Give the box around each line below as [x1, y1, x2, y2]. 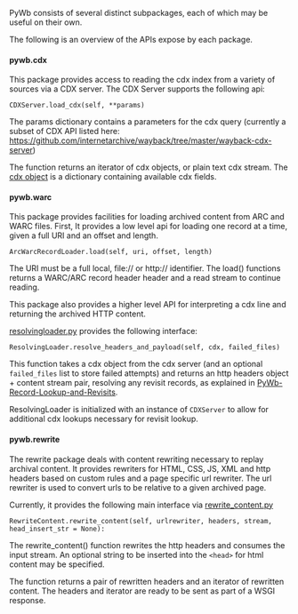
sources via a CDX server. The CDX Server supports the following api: [9, 84, 265, 94]
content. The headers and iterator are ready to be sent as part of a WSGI [9, 586, 276, 596]
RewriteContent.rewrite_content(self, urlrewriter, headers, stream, [9, 516, 273, 525]
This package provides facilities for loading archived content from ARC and [9, 211, 285, 222]
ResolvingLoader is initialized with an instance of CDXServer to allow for [9, 404, 270, 415]
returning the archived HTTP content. [9, 308, 147, 319]
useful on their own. [9, 17, 83, 28]
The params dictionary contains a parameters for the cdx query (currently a [9, 116, 286, 127]
